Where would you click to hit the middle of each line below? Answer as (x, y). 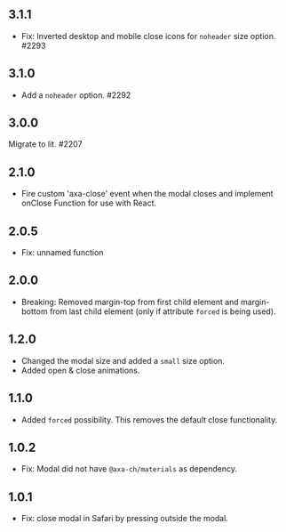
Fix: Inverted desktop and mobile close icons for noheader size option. (148, 36)
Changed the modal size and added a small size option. (123, 360)
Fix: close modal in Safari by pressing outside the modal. (124, 519)
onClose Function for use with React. (89, 203)
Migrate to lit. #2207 (45, 144)
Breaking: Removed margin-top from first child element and (130, 302)
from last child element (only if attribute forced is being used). (163, 311)
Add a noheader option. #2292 (76, 95)
